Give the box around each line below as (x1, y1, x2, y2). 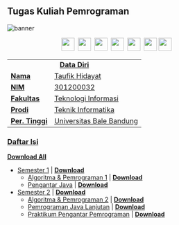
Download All (7, 152, 46, 161)
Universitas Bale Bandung (54, 116, 139, 125)
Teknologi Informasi (54, 93, 119, 103)
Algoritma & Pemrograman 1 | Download (27, 173, 143, 182)
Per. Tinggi (10, 116, 48, 125)
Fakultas (10, 93, 40, 103)
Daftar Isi (7, 136, 39, 146)
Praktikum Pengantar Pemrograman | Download (27, 210, 165, 219)
